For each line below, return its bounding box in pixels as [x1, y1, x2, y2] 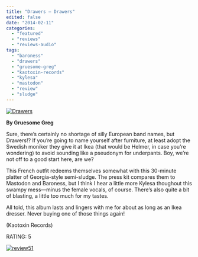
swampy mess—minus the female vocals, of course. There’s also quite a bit [6, 186, 190, 193]
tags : [6, 47, 20, 53]
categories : [6, 25, 35, 31]
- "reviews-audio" [11, 42, 57, 48]
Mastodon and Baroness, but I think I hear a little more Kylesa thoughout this [6, 179, 192, 187]
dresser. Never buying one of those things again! [6, 210, 125, 217]
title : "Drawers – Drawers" [6, 8, 76, 15]
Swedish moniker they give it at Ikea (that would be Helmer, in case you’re [6, 143, 186, 150]
